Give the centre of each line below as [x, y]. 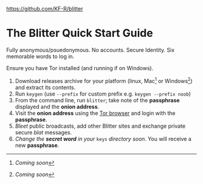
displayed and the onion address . [57, 107]
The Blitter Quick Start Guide [80, 33]
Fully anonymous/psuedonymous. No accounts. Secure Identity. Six [91, 50]
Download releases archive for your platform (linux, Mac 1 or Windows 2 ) [104, 80]
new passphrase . [37, 145]
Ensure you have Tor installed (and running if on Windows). [80, 68]
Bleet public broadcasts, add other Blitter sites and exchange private [100, 126]
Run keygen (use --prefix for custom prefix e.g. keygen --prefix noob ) [103, 94]
